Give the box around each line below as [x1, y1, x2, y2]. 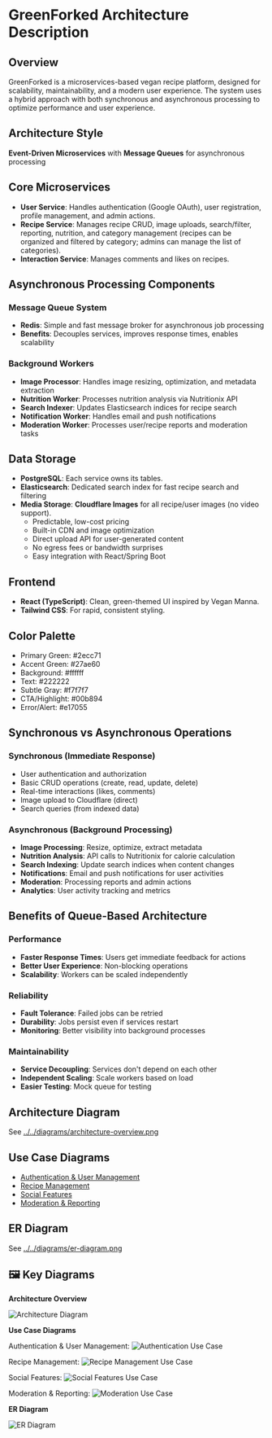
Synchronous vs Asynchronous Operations [8, 726, 232, 740]
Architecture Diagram [8, 1105, 120, 1119]
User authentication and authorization [19, 769, 148, 778]
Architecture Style [8, 126, 104, 140]
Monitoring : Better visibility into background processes [19, 1026, 205, 1036]
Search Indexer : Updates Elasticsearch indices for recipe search [19, 402, 237, 412]
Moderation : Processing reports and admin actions [19, 877, 192, 887]
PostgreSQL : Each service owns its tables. [19, 474, 163, 484]
